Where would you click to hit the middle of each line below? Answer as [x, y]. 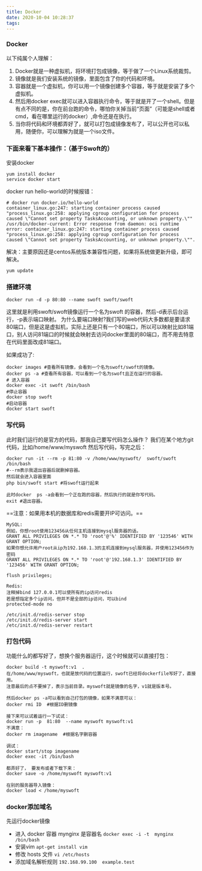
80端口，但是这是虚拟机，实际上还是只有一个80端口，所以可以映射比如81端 [100, 327]
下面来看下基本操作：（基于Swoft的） [60, 148]
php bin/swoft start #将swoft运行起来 [53, 483]
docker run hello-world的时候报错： [51, 191]
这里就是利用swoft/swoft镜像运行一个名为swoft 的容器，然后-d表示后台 [95, 312]
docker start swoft [31, 409]
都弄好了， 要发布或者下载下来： [41, 768]
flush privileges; [29, 575]
